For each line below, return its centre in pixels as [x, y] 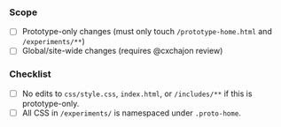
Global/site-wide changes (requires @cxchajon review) [122, 51]
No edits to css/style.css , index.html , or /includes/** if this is [137, 93]
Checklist [30, 74]
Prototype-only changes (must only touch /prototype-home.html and [147, 32]
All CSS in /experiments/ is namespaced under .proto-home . [132, 113]
